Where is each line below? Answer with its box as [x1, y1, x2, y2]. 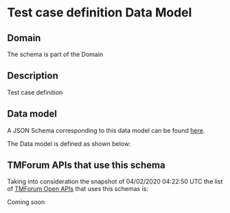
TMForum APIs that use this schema [7, 160, 166, 171]
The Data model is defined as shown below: [7, 139, 131, 148]
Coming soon [7, 198, 45, 206]
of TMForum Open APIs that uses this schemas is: [7, 185, 149, 193]
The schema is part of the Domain [7, 50, 104, 58]
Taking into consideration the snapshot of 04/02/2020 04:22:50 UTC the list [7, 177, 223, 186]
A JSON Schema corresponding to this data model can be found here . [7, 126, 205, 134]
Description [7, 70, 58, 82]
